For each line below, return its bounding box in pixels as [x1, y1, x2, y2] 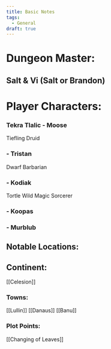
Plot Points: [6, 322, 41, 330]
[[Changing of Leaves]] [6, 335, 64, 343]
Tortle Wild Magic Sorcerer [6, 192, 73, 199]
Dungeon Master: [6, 52, 95, 65]
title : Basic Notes [6, 8, 55, 15]
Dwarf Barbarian [6, 163, 47, 170]
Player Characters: [6, 100, 102, 113]
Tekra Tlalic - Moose [6, 121, 67, 129]
